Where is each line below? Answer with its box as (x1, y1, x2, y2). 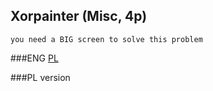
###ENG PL (10, 52, 59, 64)
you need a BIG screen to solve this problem (10, 34, 203, 44)
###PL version (10, 71, 71, 83)
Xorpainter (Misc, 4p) (10, 8, 148, 25)
